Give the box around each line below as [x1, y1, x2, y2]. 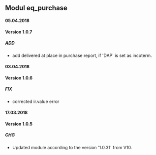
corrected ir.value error [12, 98, 60, 104]
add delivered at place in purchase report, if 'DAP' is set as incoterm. [12, 52, 152, 58]
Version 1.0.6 [5, 75, 33, 80]
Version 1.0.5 [5, 121, 33, 127]
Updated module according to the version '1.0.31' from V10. [12, 144, 132, 150]
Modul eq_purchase [5, 4, 68, 12]
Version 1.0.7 [5, 29, 32, 35]
